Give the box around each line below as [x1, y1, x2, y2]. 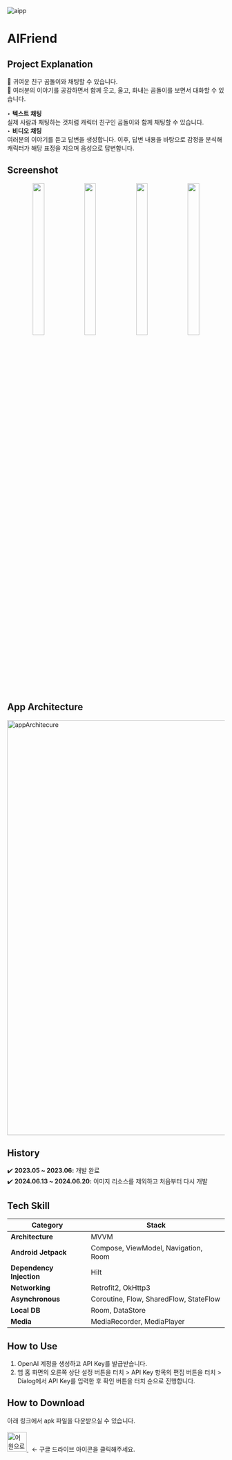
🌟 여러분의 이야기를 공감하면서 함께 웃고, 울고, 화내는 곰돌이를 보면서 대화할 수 [7, 86, 217, 94]
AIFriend [7, 31, 57, 46]
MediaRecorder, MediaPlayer [90, 1317, 185, 1327]
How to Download [7, 1397, 85, 1409]
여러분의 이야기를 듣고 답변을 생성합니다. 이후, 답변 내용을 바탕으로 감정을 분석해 [7, 136, 223, 143]
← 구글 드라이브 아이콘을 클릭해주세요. [31, 1445, 136, 1453]
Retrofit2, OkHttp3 [90, 1283, 151, 1293]
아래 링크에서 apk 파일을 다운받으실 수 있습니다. [7, 1416, 136, 1425]
